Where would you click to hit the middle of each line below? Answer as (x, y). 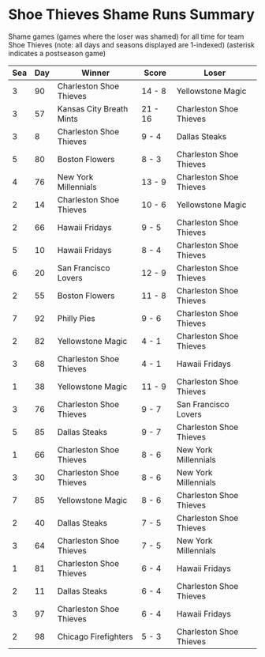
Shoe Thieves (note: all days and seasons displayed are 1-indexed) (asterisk (131, 44)
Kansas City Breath (93, 108)
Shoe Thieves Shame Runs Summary (131, 15)
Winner (96, 73)
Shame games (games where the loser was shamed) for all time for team (126, 36)
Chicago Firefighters (95, 636)
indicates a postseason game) (57, 53)
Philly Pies (77, 318)
